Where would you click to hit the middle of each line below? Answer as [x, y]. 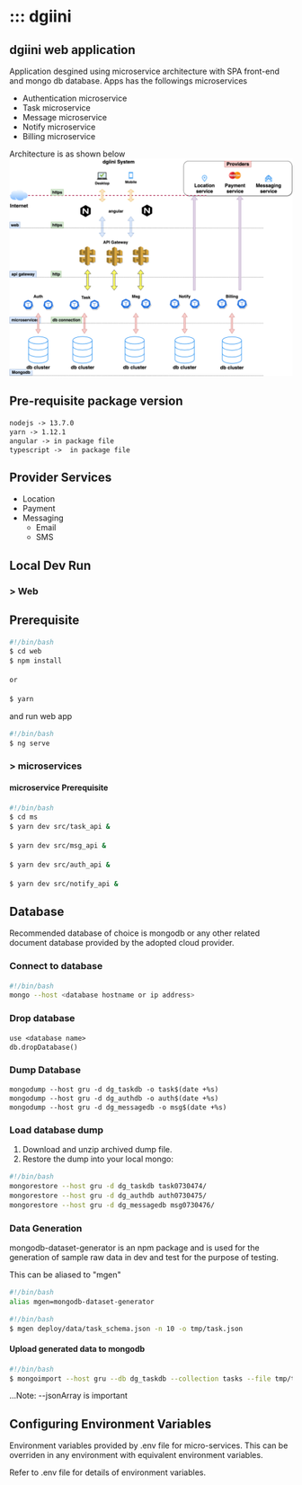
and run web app [41, 716]
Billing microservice [59, 136]
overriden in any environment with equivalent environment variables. [136, 1455]
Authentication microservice [75, 98]
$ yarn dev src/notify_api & [64, 884]
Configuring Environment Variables [111, 1423]
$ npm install [36, 661]
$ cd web [26, 652]
